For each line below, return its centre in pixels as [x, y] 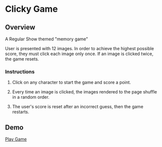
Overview [20, 27]
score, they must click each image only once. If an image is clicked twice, [79, 54]
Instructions [20, 71]
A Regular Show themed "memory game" [46, 39]
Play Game [16, 139]
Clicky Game [31, 9]
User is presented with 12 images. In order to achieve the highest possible [80, 48]
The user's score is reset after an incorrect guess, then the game [78, 107]
